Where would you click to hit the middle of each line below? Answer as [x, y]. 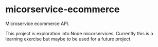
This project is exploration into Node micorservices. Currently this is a [79, 33]
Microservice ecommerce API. [37, 24]
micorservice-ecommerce [63, 9]
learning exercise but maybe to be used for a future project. [69, 39]
